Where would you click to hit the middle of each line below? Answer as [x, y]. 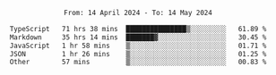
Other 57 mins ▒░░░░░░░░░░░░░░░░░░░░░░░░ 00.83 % [138, 62]
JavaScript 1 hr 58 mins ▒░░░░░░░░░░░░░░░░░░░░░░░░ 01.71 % [138, 46]
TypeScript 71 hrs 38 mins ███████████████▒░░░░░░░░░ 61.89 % [138, 29]
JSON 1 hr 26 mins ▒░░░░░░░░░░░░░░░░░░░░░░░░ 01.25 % [138, 54]
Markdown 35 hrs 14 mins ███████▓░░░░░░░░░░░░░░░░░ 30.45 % [138, 37]
